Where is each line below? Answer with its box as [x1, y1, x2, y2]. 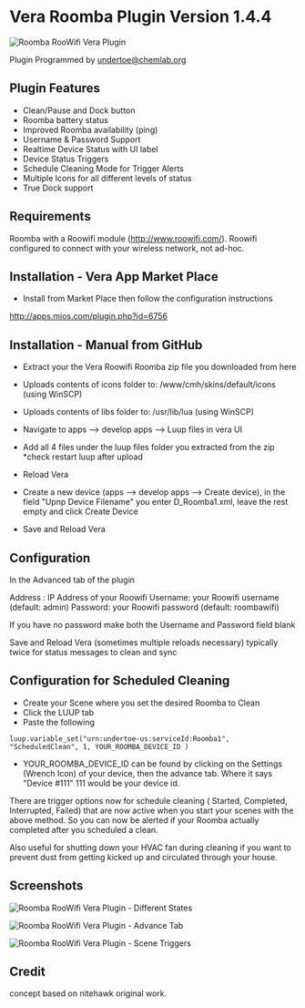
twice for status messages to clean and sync [9, 647, 178, 657]
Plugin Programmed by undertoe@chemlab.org [9, 54, 187, 65]
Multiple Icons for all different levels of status [22, 172, 192, 183]
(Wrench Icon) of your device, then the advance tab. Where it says [22, 767, 273, 778]
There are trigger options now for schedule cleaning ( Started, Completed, [9, 795, 289, 806]
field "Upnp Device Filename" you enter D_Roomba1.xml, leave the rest [22, 497, 289, 508]
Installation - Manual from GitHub [9, 337, 203, 353]
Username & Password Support [22, 134, 141, 145]
